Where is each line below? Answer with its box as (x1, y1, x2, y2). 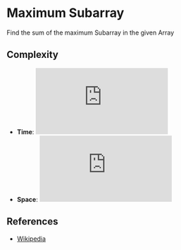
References (6, 215, 58, 227)
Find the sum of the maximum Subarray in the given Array (6, 28, 175, 37)
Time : (16, 127, 35, 136)
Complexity (6, 49, 59, 61)
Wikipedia (16, 234, 46, 243)
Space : (16, 195, 38, 203)
